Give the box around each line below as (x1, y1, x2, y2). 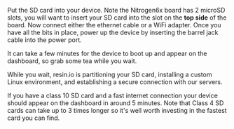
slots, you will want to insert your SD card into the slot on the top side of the (7, 13, 227, 22)
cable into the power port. (7, 36, 82, 44)
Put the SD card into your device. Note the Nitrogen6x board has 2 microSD (7, 6, 226, 14)
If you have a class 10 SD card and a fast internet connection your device (7, 91, 219, 100)
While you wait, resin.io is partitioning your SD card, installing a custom (7, 70, 212, 79)
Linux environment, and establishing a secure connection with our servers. (7, 78, 223, 86)
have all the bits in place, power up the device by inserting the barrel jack (7, 28, 219, 36)
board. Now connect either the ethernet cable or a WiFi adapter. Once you (7, 21, 222, 29)
